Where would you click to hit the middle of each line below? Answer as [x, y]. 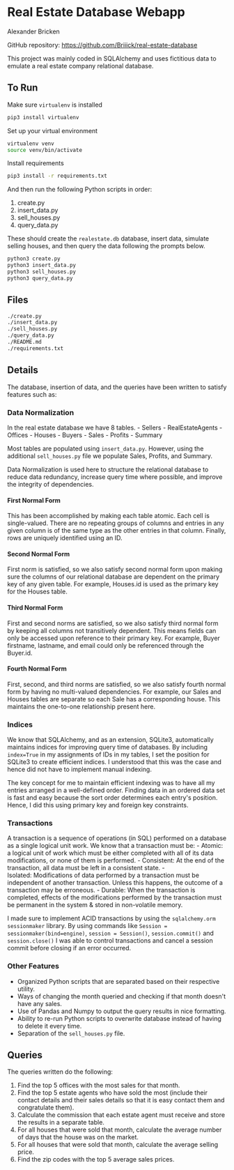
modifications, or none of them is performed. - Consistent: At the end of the [116, 860]
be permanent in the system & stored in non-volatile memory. [95, 905]
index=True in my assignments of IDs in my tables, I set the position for [108, 754]
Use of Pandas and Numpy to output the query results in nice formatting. [122, 1011]
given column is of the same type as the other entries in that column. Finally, [117, 531]
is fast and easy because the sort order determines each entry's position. [112, 798]
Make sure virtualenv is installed [55, 105]
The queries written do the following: [60, 1072]
